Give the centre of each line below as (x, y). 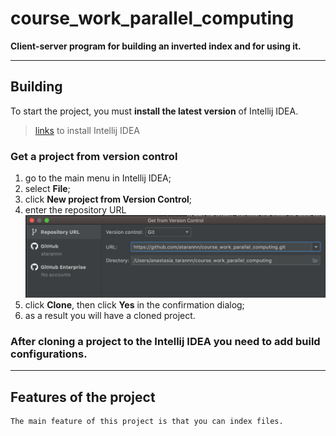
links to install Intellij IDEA (87, 130)
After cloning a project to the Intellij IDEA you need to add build (165, 341)
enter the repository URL (75, 210)
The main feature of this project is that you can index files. (147, 421)
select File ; (47, 189)
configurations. (49, 354)
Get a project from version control (94, 156)
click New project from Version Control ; (108, 199)
